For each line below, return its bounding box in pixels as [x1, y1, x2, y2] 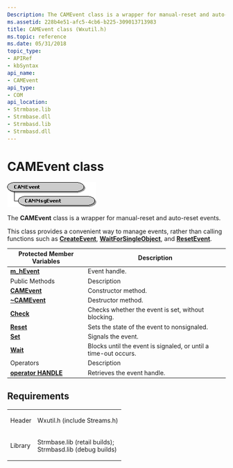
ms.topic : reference [7, 33, 67, 40]
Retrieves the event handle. [87, 368, 166, 377]
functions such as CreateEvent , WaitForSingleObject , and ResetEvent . [7, 234, 213, 242]
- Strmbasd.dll [7, 128, 51, 135]
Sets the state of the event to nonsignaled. [87, 323, 208, 331]
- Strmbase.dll [7, 114, 51, 120]
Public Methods [10, 277, 55, 285]
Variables [32, 257, 60, 266]
